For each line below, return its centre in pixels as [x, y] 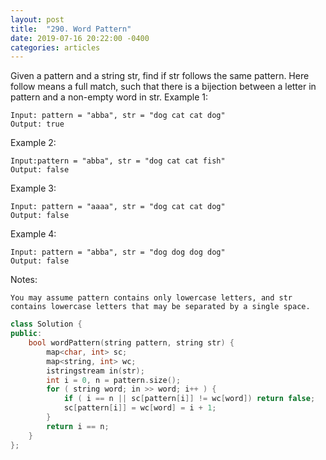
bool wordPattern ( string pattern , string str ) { [131, 343]
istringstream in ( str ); [95, 371]
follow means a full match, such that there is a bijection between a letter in [163, 87]
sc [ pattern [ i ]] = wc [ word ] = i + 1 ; [140, 408]
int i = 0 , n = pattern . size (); [114, 380]
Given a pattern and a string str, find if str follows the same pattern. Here [160, 76]
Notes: [24, 280]
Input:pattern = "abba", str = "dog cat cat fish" [118, 161]
